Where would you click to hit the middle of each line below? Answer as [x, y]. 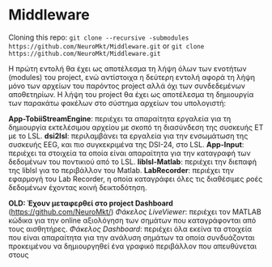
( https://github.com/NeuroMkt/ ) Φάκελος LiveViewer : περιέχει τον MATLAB [135, 211]
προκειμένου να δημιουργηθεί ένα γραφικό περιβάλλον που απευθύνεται [133, 246]
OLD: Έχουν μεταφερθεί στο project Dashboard [91, 203]
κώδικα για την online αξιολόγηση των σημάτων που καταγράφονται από [132, 220]
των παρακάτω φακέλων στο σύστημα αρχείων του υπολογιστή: [117, 103]
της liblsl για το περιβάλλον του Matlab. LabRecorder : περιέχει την [121, 170]
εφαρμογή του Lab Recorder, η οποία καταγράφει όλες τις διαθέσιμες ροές [136, 179]
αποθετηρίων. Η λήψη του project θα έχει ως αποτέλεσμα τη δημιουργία [131, 94]
